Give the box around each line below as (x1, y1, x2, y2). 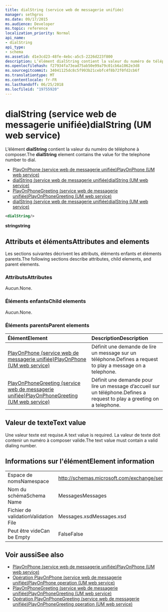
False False (58, 530, 83, 537)
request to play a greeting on (91, 395, 159, 402)
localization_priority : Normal (5, 31, 70, 36)
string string (5, 223, 31, 229)
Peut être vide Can (7, 527, 50, 534)
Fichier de (7, 507, 31, 514)
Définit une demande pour (91, 377, 153, 384)
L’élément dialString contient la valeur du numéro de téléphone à (5, 146, 139, 152)
